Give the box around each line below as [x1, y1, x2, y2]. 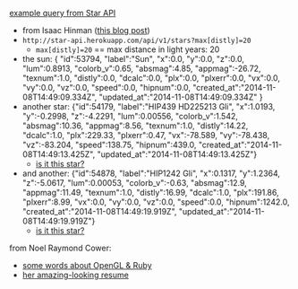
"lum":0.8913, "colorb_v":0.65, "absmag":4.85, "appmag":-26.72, [21, 63, 261, 74]
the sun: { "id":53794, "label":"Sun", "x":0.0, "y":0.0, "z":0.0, [21, 54, 244, 64]
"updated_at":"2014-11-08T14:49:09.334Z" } [98, 92, 263, 102]
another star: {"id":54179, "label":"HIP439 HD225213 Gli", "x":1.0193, [21, 101, 276, 111]
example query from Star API [9, 8, 116, 18]
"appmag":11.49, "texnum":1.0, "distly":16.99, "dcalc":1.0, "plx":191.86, [21, 188, 279, 197]
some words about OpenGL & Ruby [21, 260, 152, 270]
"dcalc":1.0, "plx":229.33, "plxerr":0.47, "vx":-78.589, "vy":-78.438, [21, 130, 270, 140]
